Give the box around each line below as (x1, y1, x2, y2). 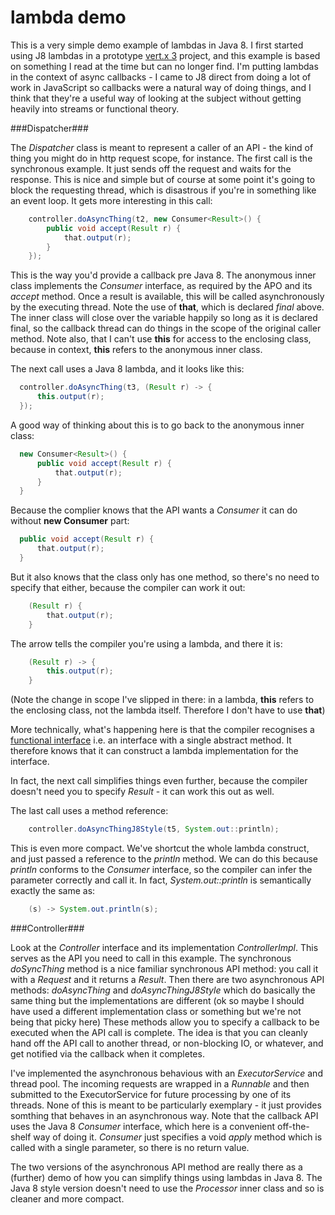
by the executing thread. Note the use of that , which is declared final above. (10, 301, 325, 313)
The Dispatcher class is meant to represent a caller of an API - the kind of (10, 141, 314, 153)
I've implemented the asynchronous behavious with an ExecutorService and (10, 1067, 323, 1079)
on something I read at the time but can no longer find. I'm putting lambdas (10, 60, 319, 72)
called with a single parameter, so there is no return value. (10, 1141, 250, 1153)
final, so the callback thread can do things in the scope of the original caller (10, 322, 322, 335)
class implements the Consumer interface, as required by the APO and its (10, 280, 313, 292)
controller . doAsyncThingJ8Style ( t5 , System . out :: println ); (28, 824, 280, 835)
